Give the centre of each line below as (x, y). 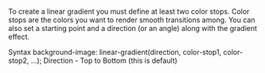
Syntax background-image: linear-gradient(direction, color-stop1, (115, 52)
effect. (19, 36)
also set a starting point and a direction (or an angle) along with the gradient (132, 28)
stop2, (19, 60)
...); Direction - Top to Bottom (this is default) (104, 60)
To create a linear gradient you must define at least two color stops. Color (129, 12)
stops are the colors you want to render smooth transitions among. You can (132, 20)
